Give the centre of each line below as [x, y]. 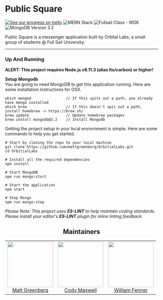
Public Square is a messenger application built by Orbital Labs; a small [75, 37]
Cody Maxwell [81, 290]
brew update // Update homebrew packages [65, 116]
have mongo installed [27, 103]
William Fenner [131, 290]
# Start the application [30, 185]
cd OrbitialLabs [21, 151]
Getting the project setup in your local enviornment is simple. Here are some [81, 129]
